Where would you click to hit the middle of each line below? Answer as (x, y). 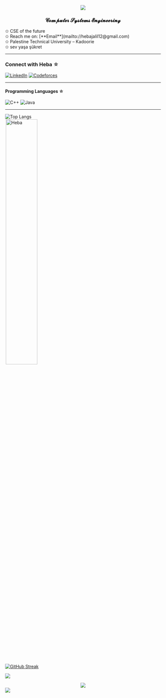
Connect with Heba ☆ (32, 65)
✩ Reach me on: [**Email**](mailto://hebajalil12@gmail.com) (67, 36)
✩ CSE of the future (25, 31)
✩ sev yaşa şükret (23, 47)
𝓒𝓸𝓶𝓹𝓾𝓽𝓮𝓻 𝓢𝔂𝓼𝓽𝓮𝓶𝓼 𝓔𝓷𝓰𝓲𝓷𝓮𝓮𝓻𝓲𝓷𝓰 (83, 20)
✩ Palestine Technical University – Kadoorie (50, 42)
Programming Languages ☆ (35, 91)
